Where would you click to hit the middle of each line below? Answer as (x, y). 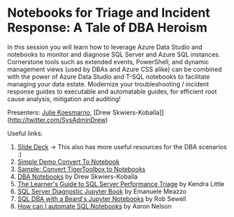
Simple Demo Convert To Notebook (68, 161)
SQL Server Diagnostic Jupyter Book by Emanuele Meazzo (102, 191)
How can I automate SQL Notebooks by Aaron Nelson (95, 206)
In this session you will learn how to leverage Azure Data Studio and (105, 47)
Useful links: (25, 133)
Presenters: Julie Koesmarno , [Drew (59, 112)
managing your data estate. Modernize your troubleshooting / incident (108, 84)
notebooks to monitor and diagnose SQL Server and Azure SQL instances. (114, 54)
